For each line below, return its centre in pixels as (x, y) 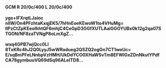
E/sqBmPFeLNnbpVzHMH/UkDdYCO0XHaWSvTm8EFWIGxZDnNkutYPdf (83, 55)
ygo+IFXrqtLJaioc (24, 18)
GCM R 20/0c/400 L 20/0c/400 (39, 7)
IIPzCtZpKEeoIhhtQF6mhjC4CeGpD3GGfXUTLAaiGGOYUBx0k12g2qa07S (83, 29)
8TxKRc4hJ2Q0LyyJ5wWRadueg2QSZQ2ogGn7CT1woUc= (68, 50)
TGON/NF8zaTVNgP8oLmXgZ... (39, 34)
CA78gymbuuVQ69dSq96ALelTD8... (44, 60)
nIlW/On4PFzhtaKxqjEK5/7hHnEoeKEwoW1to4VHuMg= (64, 23)
